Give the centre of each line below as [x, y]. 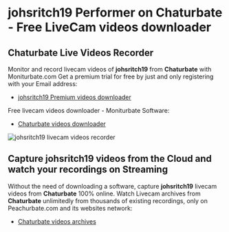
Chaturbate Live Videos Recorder [81, 53]
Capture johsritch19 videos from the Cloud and [110, 159]
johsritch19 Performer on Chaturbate [115, 13]
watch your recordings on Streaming [88, 170]
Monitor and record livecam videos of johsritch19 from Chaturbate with [110, 69]
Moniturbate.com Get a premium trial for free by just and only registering [111, 76]
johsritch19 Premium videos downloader [74, 97]
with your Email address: [43, 84]
